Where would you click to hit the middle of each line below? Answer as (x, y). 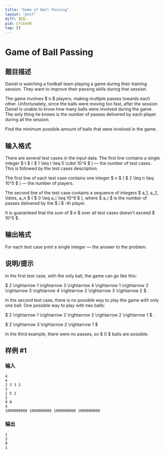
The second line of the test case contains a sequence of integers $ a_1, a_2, (82, 193)
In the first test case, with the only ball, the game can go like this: (71, 276)
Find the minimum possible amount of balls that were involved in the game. (81, 129)
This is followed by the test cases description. (52, 168)
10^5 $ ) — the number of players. (39, 183)
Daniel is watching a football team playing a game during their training (76, 84)
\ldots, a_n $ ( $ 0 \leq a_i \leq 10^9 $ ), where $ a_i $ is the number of (76, 198)
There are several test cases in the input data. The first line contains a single (82, 158)
